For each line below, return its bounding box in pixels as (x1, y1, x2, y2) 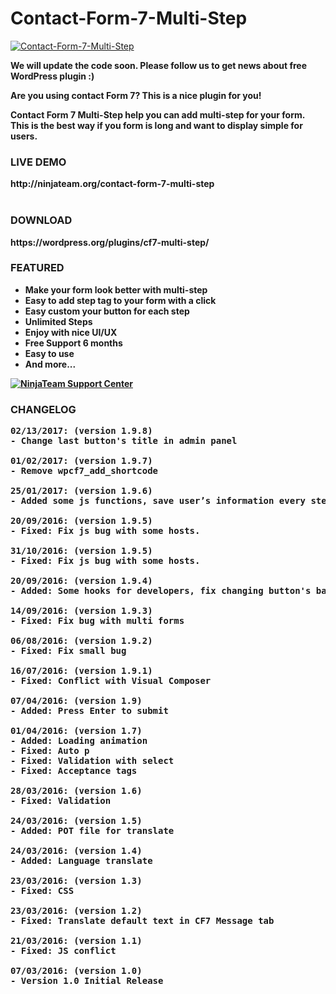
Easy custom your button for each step (24, 305, 190, 317)
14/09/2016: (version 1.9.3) (10, 605, 153, 617)
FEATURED (10, 261, 65, 275)
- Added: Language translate (10, 855, 153, 867)
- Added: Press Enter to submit (10, 705, 169, 717)
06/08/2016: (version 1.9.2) (10, 635, 153, 647)
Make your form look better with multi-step (24, 283, 208, 296)
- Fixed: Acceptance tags (10, 765, 138, 777)
